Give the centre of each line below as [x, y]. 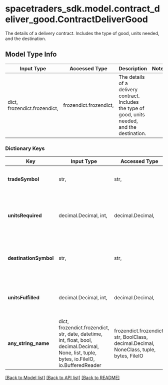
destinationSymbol [31, 258]
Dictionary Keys [25, 148]
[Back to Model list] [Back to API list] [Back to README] [62, 378]
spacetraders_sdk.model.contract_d [82, 9]
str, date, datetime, [80, 334]
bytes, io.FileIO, [76, 359]
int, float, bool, [75, 340]
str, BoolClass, [131, 337]
